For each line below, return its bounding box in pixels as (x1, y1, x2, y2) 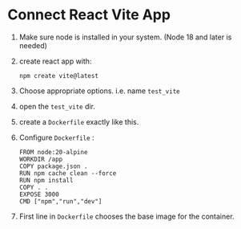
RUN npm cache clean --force (18, 169, 117, 178)
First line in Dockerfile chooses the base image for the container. (18, 211, 235, 221)
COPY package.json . (18, 162, 88, 170)
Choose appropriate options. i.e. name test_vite (18, 86, 181, 96)
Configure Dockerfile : (18, 133, 94, 142)
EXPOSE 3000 (18, 190, 59, 198)
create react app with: (18, 56, 92, 66)
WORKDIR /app (18, 155, 63, 163)
